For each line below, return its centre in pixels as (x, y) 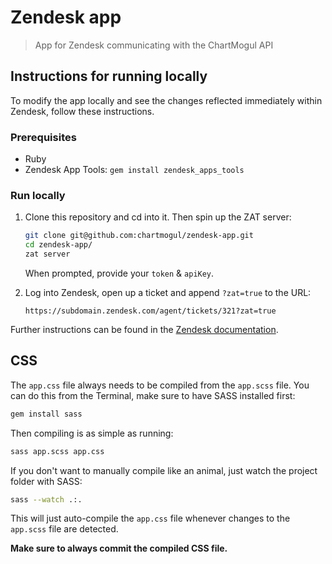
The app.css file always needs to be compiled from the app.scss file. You (160, 385)
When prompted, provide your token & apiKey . (119, 273)
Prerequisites (43, 137)
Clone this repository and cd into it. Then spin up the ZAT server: (158, 217)
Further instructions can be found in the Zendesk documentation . (144, 329)
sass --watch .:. (46, 499)
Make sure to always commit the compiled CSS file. (119, 548)
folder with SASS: (46, 481)
